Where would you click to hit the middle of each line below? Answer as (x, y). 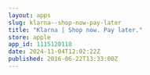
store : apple (30, 37)
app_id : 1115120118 (40, 45)
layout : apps (30, 15)
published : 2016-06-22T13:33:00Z (63, 59)
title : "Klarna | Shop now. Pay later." (76, 30)
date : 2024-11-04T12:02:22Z (54, 52)
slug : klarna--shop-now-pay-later (65, 23)
